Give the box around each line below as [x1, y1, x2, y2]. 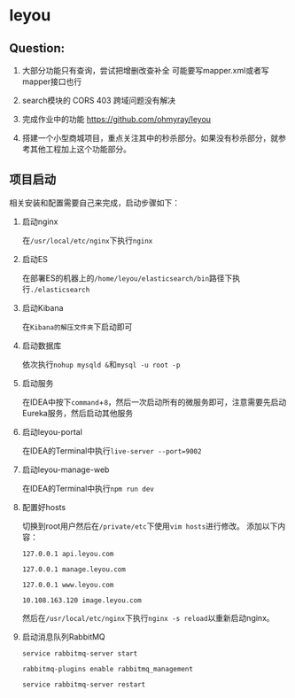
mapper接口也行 [21, 76, 82, 87]
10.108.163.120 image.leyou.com [21, 595, 142, 605]
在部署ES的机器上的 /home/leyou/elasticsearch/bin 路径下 [21, 272, 233, 283]
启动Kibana [21, 302, 64, 313]
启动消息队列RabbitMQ [21, 631, 106, 642]
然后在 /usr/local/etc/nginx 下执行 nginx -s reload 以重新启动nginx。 [21, 612, 275, 623]
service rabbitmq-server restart [21, 679, 146, 689]
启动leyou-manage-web [21, 464, 110, 475]
